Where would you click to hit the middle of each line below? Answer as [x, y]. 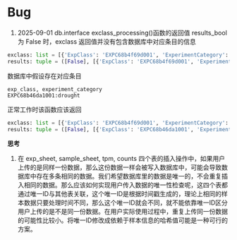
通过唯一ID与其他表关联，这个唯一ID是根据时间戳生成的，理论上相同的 [120, 194]
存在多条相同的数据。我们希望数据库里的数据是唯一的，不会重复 [129, 176]
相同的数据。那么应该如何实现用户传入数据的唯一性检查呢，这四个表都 [126, 185]
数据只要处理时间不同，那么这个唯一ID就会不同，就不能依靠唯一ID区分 [126, 203]
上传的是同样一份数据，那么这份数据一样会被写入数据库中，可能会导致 [120, 167]
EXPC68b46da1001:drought [44, 95]
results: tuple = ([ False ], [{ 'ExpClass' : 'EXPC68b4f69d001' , [101, 61]
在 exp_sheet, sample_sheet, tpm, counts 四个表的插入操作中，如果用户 [121, 159]
